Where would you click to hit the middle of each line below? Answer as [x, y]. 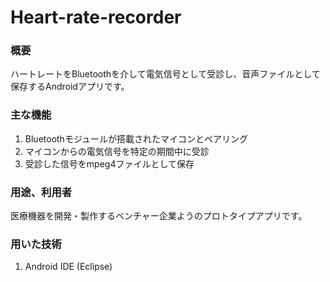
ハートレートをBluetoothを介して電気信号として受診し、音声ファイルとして [165, 74]
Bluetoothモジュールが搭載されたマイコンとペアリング [136, 138]
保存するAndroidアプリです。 [70, 87]
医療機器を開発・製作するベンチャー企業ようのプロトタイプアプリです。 [159, 216]
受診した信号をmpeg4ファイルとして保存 [109, 163]
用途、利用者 [41, 192]
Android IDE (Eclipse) [68, 267]
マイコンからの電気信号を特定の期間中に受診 [117, 151]
